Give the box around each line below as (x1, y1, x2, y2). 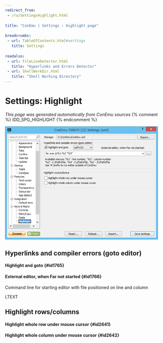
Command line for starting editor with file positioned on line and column (5, 284, 148, 290)
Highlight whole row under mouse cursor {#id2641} (5, 321, 111, 327)
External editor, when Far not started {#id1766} (5, 274, 102, 280)
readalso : (5, 54, 25, 59)
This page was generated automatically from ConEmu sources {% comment (5, 111, 158, 117)
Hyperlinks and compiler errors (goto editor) (5, 249, 142, 257)
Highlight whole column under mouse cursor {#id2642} (5, 332, 120, 338)
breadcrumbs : (5, 33, 32, 38)
